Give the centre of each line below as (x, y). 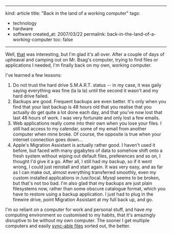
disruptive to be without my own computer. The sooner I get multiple (78, 220)
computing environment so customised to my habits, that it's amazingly (81, 215)
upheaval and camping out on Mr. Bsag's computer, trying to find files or (82, 60)
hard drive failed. (30, 96)
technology (25, 23)
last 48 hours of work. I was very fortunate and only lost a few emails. (86, 118)
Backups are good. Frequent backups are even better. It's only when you (89, 101)
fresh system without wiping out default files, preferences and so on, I (87, 156)
